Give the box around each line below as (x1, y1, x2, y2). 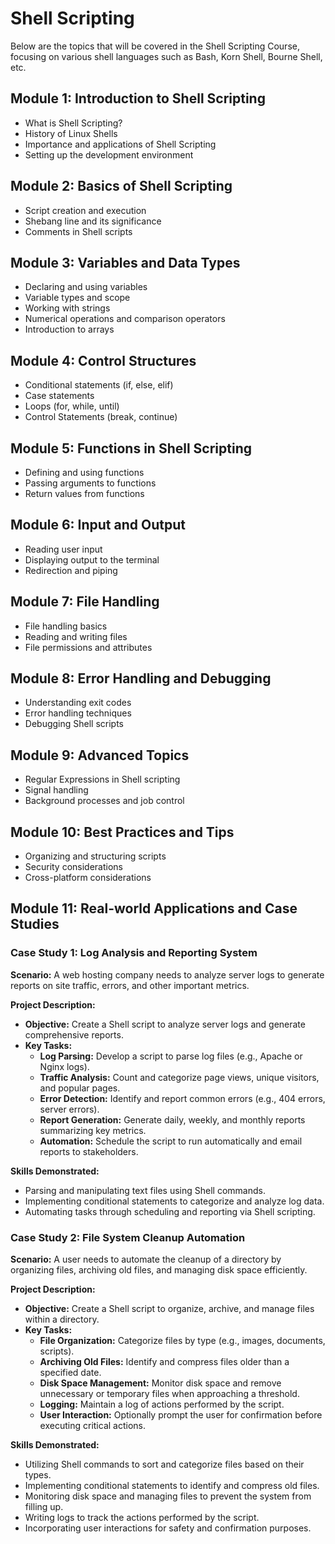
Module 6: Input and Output (10, 517, 186, 534)
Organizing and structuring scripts (24, 850, 167, 862)
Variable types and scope (24, 292, 131, 304)
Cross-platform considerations (24, 872, 152, 884)
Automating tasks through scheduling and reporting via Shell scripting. (24, 1205, 316, 1217)
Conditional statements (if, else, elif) (24, 379, 174, 391)
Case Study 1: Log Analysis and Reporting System (10, 946, 258, 960)
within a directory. (24, 1313, 100, 1326)
